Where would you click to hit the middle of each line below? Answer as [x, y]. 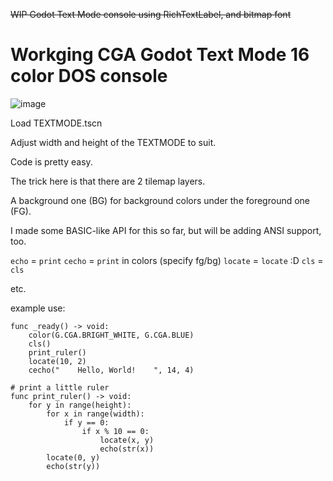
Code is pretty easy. [51, 161]
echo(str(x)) [127, 449]
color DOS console [89, 76]
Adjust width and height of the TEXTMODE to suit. [113, 142]
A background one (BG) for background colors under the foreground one [160, 200]
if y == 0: [86, 422]
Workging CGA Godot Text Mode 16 [160, 55]
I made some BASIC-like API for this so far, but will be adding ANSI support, [166, 230]
